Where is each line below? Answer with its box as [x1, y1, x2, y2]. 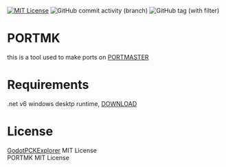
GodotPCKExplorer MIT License [7, 146, 98, 154]
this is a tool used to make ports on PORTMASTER [7, 53, 149, 61]
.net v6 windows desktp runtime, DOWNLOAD [7, 99, 137, 107]
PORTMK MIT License [7, 153, 70, 162]
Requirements [7, 77, 89, 92]
